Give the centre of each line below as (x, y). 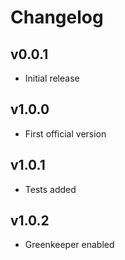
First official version (65, 133)
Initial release (52, 78)
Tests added (50, 189)
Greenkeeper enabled (69, 245)
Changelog (57, 17)
